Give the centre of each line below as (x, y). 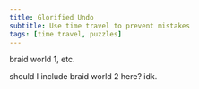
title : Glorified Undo (52, 17)
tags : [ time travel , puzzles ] (66, 34)
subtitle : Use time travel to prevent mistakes (100, 26)
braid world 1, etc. (42, 60)
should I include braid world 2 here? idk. (83, 77)
